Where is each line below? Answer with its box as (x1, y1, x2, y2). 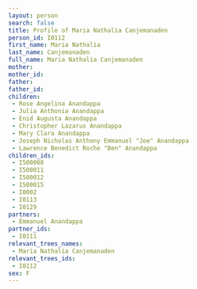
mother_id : (8, 70, 44, 78)
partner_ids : (8, 225, 51, 234)
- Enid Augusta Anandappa (11, 115, 97, 123)
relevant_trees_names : (8, 240, 83, 248)
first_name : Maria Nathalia (8, 41, 101, 49)
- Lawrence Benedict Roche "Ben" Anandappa (11, 144, 157, 152)
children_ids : (8, 151, 55, 159)
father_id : (8, 85, 44, 93)
